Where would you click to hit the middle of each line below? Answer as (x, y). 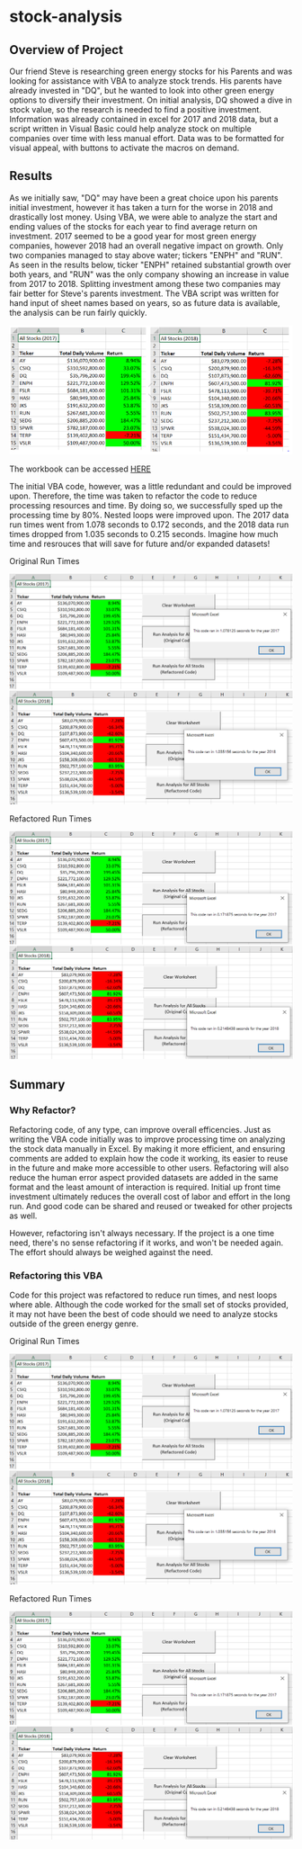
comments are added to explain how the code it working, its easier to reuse (149, 1159)
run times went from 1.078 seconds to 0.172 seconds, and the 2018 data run (149, 525)
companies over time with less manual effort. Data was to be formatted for (147, 138)
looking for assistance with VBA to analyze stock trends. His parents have (146, 81)
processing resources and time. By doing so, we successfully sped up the (146, 505)
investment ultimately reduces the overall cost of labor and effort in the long (150, 1197)
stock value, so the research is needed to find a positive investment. (136, 109)
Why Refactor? (43, 1110)
